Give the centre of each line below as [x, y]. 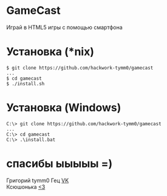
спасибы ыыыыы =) [60, 163]
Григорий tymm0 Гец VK [38, 180]
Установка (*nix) [50, 52]
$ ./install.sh [26, 83]
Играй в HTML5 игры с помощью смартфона [64, 27]
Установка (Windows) [64, 108]
